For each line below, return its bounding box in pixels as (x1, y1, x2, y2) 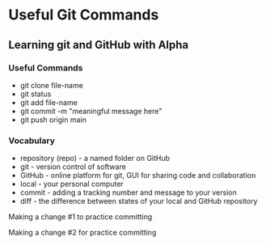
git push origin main (19, 115, 87, 125)
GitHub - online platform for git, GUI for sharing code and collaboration (19, 171, 256, 180)
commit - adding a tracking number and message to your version (19, 188, 237, 197)
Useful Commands (8, 62, 83, 74)
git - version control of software (19, 162, 127, 171)
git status (19, 89, 52, 99)
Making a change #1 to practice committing (8, 212, 153, 222)
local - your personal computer (19, 180, 124, 189)
